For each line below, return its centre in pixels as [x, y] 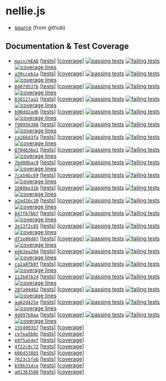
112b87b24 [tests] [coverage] [49, 276]
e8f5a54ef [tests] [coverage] [49, 340]
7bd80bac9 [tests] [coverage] [49, 162]
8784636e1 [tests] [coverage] [49, 149]
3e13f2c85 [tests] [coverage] [49, 226]
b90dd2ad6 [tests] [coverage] [49, 111]
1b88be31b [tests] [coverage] [49, 188]
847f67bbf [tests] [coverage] [49, 213]
